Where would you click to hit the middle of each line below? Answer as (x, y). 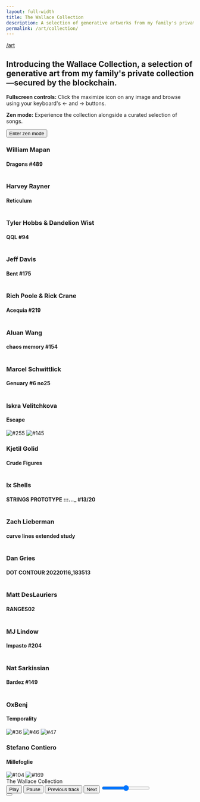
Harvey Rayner (28, 187)
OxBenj (17, 704)
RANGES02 (21, 609)
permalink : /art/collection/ (42, 28)
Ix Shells (19, 485)
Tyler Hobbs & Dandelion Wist (50, 223)
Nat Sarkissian (28, 668)
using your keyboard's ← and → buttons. (56, 103)
